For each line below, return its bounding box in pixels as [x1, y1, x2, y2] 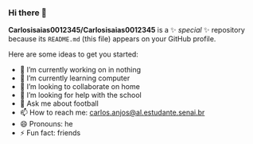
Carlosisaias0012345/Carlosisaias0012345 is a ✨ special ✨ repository [8, 25, 245, 35]
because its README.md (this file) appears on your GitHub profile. [8, 34, 216, 44]
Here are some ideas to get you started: [8, 49, 139, 59]
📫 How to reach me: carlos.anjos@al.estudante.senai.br [19, 107, 205, 118]
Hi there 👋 [8, 7, 48, 18]
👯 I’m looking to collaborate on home [19, 82, 141, 91]
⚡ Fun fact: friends [19, 128, 81, 138]
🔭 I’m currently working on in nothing [19, 65, 142, 75]
